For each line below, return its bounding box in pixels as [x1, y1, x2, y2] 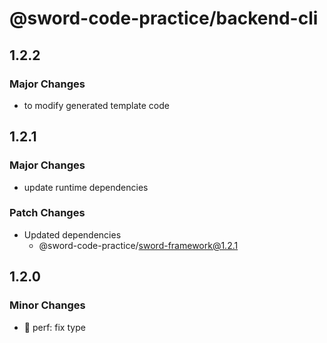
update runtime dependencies [23, 181, 149, 193]
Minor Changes [9, 298, 86, 312]
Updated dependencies [23, 228, 122, 241]
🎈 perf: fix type [23, 321, 86, 333]
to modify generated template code [23, 99, 170, 111]
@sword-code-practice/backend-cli [9, 7, 319, 30]
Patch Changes [9, 206, 86, 220]
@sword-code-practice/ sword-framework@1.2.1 [38, 239, 239, 251]
